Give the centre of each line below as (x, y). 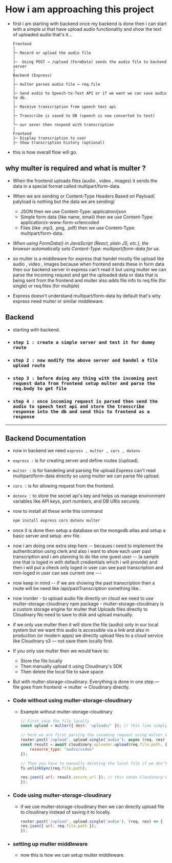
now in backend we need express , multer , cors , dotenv (77, 451)
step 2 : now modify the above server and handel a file (85, 360)
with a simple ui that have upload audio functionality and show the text (87, 29)
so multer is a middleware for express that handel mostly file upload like (89, 258)
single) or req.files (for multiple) (46, 286)
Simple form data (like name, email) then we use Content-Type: (87, 217)
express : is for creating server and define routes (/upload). (76, 460)
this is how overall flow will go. (45, 152)
